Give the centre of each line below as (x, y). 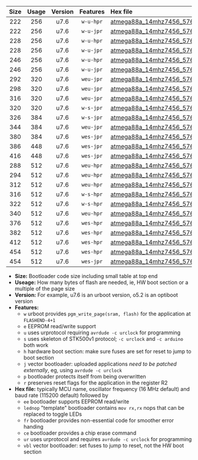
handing (33, 427)
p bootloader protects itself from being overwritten (85, 376)
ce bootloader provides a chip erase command (80, 433)
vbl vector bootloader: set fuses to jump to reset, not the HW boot (104, 446)
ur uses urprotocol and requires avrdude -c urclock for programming (108, 439)
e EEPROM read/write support (60, 326)
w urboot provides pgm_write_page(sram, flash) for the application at (107, 314)
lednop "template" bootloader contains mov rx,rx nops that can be (104, 408)
